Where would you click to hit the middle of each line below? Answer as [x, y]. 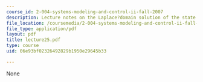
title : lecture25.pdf [34, 40]
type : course [23, 46]
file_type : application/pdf [42, 29]
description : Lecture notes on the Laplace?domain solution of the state [101, 17]
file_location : [25, 23]
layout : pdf [21, 34]
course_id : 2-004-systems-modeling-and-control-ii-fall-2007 [85, 12]
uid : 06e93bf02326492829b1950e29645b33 [56, 51]
